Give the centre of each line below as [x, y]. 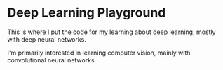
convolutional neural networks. [52, 60]
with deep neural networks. [47, 39]
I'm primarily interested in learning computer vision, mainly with [99, 53]
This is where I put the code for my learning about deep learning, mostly [111, 32]
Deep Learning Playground [87, 13]
